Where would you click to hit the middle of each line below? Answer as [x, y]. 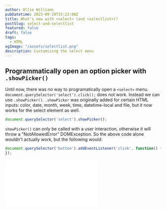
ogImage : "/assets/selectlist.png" [42, 46]
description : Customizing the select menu [49, 51]
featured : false [22, 28]
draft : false [19, 33]
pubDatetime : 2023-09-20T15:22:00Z [42, 14]
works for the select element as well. [42, 110]
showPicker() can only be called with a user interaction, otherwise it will [78, 129]
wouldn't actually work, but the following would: [54, 139]
